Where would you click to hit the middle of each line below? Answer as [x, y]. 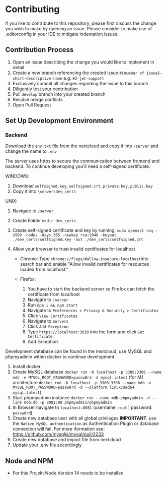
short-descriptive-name [37, 78]
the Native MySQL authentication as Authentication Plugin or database [86, 424]
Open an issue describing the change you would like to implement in [83, 62]
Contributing [32, 9]
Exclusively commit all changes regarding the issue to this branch [80, 83]
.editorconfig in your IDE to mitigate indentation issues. [62, 34]
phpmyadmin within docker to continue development [60, 357]
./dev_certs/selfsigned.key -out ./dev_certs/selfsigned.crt [78, 240]
